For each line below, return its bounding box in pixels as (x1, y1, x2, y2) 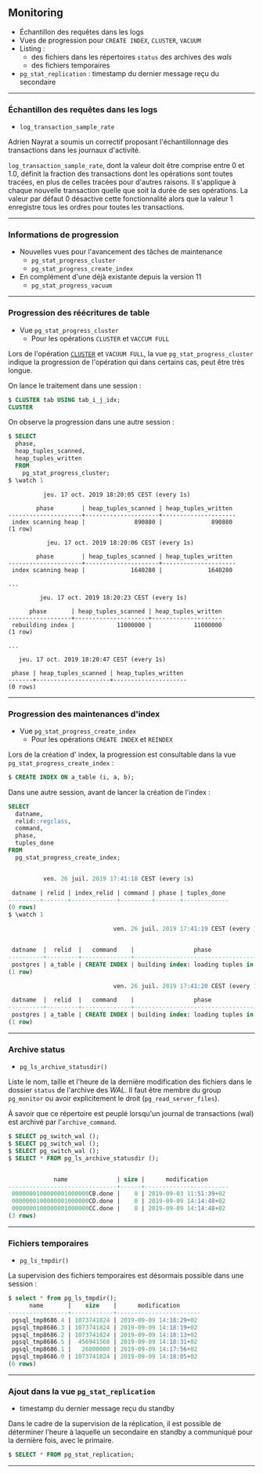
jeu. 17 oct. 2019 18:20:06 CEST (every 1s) (46, 538, 194, 546)
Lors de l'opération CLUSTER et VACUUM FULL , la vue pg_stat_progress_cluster (8, 348, 254, 358)
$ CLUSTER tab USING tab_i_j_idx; (8, 396, 121, 403)
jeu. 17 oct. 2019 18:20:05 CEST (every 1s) (42, 491, 191, 498)
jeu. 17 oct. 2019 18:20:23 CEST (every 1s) (39, 593, 188, 601)
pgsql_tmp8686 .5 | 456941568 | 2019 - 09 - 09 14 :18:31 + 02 (11, 1338, 198, 1346)
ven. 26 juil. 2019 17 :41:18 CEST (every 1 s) (42, 874, 194, 882)
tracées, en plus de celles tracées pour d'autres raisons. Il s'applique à (8, 177, 236, 187)
